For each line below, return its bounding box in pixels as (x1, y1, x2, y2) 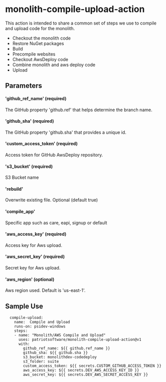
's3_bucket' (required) (5, 163, 53, 169)
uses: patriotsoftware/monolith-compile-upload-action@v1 (18, 337, 142, 342)
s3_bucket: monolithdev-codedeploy (23, 354, 97, 359)
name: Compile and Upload (14, 319, 70, 324)
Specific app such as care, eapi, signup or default (5, 219, 107, 226)
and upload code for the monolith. (5, 25, 75, 31)
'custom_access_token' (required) (5, 141, 78, 147)
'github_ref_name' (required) (5, 95, 67, 101)
